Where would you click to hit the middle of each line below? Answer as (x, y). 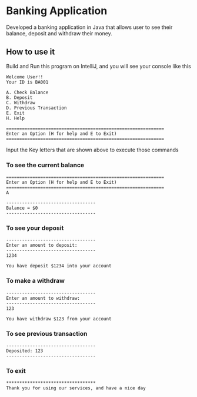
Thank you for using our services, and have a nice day (76, 388)
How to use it (31, 52)
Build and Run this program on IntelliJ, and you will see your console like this (98, 66)
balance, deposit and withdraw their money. (59, 33)
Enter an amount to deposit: (42, 246)
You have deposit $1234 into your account (59, 266)
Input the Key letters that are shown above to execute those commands (92, 150)
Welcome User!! (25, 77)
